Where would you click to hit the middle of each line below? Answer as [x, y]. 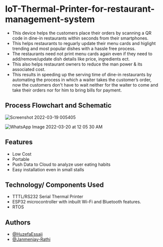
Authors [18, 222]
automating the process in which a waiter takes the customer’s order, [82, 80]
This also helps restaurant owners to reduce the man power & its [77, 64]
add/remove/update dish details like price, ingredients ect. [71, 59]
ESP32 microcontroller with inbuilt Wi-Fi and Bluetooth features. [77, 202]
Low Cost [22, 154]
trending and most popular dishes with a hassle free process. [74, 48]
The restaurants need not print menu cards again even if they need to [82, 54]
